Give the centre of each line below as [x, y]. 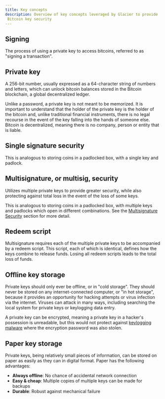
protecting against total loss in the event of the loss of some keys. [72, 196]
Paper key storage [34, 343]
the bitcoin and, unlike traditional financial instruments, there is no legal [78, 114]
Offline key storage [35, 275]
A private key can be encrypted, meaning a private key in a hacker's [74, 317]
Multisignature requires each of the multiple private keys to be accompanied [83, 243]
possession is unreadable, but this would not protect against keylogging [78, 323]
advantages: [18, 366]
